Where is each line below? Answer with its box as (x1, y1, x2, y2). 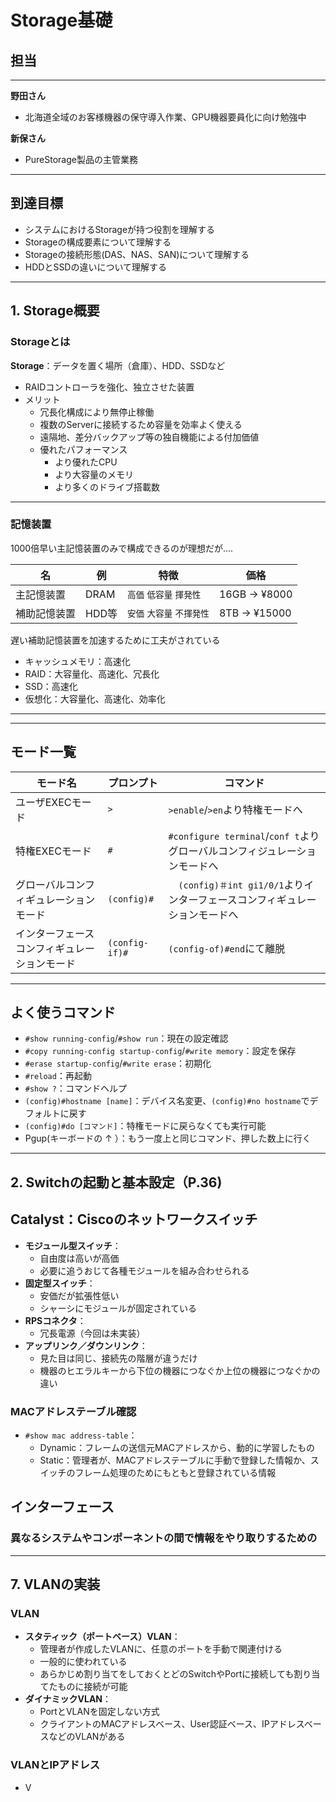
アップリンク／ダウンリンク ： (24, 1339, 148, 1351)
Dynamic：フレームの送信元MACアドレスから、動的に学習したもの (39, 1441, 315, 1453)
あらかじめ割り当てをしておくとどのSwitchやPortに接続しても (39, 1668, 295, 1680)
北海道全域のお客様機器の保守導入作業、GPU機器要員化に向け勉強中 (24, 111, 307, 123)
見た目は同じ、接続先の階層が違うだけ (39, 1352, 198, 1364)
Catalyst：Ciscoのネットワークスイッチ (10, 1211, 258, 1228)
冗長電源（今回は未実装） (39, 1327, 146, 1339)
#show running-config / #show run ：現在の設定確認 (24, 1032, 229, 1045)
